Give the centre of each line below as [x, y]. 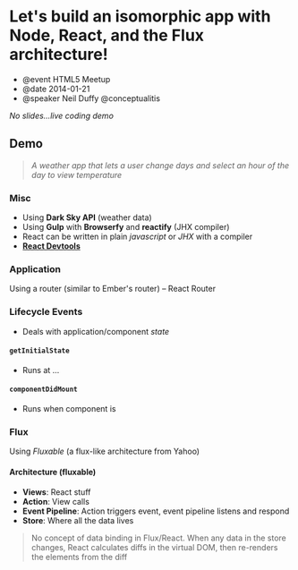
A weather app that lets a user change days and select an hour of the [160, 165]
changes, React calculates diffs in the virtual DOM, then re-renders [154, 547]
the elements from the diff [79, 557]
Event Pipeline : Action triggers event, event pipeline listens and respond [156, 511]
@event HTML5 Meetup [66, 79]
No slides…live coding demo [62, 115]
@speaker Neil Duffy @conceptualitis [91, 98]
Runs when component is [69, 409]
